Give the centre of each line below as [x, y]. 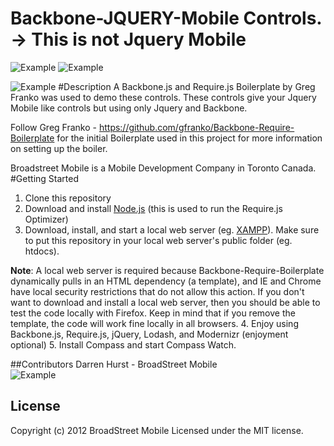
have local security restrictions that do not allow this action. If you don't [157, 291]
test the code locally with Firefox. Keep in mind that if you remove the [153, 313]
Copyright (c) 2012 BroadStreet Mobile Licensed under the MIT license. [157, 430]
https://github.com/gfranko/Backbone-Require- [196, 127]
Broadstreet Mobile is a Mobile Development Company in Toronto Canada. [163, 168]
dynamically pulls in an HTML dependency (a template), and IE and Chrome [166, 281]
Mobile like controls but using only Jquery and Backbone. [129, 108]
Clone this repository [68, 198]
